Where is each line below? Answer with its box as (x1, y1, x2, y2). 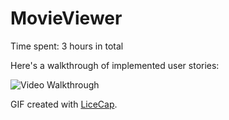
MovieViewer (10, 7, 123, 30)
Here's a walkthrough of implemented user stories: (10, 59, 220, 71)
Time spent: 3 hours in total (10, 40, 124, 52)
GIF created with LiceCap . (10, 98, 118, 110)
